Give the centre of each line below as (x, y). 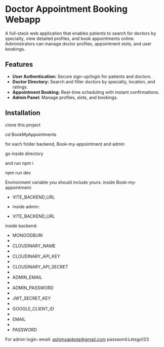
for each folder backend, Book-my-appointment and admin (65, 144)
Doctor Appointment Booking (66, 9)
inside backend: (21, 226)
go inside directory (24, 154)
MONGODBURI (27, 235)
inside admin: (26, 206)
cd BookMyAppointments (31, 134)
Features (19, 64)
